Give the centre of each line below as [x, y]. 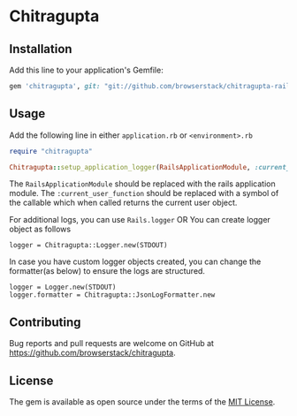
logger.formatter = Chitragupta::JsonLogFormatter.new [112, 295]
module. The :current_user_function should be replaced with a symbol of [144, 193]
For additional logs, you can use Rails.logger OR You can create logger [140, 220]
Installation [41, 49]
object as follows [40, 229]
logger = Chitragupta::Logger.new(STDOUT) [88, 246]
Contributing [45, 322]
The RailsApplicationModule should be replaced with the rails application [142, 184]
